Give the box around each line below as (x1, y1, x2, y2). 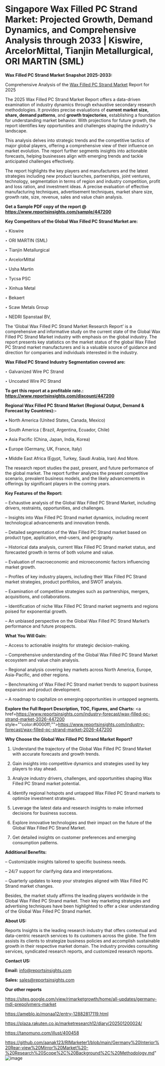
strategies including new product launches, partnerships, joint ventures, (5, 173, 151, 179)
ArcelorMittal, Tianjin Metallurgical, (5, 45, 154, 57)
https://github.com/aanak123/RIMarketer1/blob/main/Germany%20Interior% (5, 1039, 160, 1045)
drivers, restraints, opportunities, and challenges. (5, 505, 105, 511)
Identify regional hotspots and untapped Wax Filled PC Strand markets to (12, 790, 161, 796)
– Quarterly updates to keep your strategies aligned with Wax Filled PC (5, 878, 149, 884)
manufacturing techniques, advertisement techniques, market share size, (5, 189, 154, 195)
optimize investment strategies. (12, 795, 76, 801)
